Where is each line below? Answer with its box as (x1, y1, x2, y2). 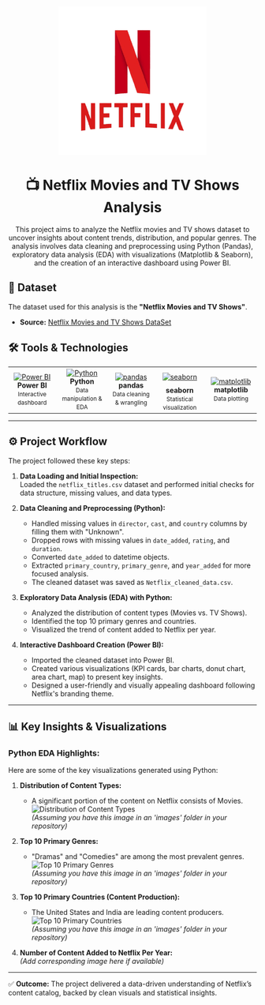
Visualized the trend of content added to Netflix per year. (31, 624, 217, 634)
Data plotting (213, 395, 248, 403)
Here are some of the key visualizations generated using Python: (8, 766, 218, 775)
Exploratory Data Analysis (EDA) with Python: (19, 592, 173, 602)
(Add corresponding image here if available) (19, 957, 164, 966)
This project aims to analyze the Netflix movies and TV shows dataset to (15, 224, 250, 234)
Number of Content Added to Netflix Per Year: (19, 948, 174, 958)
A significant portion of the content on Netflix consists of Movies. (31, 796, 243, 806)
